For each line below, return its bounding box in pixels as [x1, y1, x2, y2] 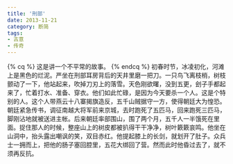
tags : [7, 29, 23, 37]
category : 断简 [7, 23, 49, 30]
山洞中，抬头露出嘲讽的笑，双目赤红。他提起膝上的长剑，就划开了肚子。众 [7, 132, 220, 140]
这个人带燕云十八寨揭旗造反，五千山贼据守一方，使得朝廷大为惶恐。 [31, 97, 226, 105]
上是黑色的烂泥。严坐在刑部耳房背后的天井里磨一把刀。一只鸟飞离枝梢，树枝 [7, 71, 226, 79]
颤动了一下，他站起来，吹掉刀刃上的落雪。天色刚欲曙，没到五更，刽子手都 [7, 80, 220, 88]
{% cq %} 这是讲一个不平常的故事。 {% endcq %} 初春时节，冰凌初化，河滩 [7, 63, 225, 70]
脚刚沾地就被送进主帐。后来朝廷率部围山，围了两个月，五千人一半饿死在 [7, 115, 214, 122]
